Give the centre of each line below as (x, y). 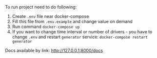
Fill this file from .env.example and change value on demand (72, 22)
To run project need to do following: (41, 7)
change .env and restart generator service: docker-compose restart (80, 37)
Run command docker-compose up (46, 27)
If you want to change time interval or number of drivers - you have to (82, 32)
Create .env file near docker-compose (50, 16)
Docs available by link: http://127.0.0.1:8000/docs (54, 51)
